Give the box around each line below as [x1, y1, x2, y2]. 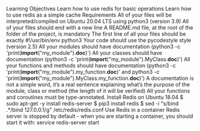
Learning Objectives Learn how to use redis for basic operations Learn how [6, 5, 192, 12]
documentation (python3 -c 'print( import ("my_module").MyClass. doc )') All [6, 56, 190, 63]
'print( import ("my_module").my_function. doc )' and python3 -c [6, 68, 160, 75]
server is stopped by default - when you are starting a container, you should [6, 113, 193, 120]
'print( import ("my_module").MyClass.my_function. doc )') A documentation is [6, 74, 194, 82]
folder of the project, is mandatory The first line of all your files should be [6, 30, 186, 38]
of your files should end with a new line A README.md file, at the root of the [6, 24, 193, 31]
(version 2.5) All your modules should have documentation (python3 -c [6, 43, 181, 50]
